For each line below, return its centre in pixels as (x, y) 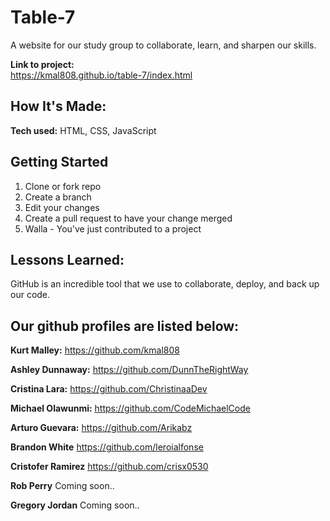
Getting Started (59, 162)
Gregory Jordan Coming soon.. (75, 505)
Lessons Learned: (67, 259)
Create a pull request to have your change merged (128, 218)
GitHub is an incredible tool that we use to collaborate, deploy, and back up (165, 284)
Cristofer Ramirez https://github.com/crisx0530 (109, 467)
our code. (30, 295)
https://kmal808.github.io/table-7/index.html (101, 75)
